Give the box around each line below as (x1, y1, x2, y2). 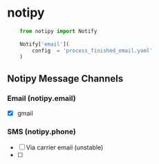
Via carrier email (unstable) (26, 143, 104, 152)
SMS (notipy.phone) (7, 127, 76, 136)
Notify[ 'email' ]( (19, 40, 70, 48)
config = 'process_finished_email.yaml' (32, 47, 153, 54)
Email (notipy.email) (7, 93, 76, 103)
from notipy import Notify (19, 28, 97, 35)
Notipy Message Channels (7, 73, 124, 84)
